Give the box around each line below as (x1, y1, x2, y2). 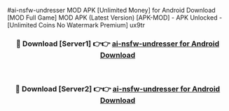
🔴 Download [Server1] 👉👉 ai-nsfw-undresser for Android (15, 39, 220, 48)
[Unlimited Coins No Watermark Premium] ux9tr (7, 21, 146, 29)
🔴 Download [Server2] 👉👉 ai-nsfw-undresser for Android (15, 84, 221, 94)
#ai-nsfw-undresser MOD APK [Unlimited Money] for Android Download (7, 6, 216, 14)
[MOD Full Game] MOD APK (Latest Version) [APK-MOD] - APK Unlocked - (7, 13, 223, 22)
